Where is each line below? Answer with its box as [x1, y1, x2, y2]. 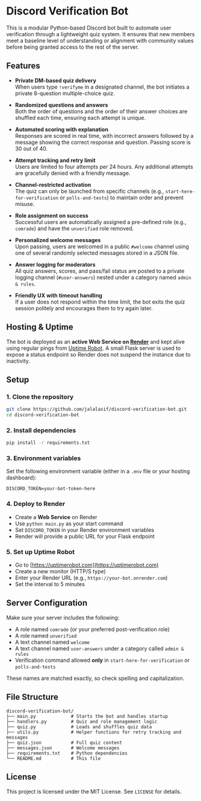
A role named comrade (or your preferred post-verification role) [14, 625, 170, 633]
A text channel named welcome [14, 638, 90, 646]
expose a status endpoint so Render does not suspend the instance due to [6, 351, 191, 358]
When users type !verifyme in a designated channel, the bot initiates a [14, 83, 190, 90]
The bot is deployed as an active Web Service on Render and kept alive [6, 338, 185, 345]
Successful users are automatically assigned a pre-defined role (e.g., [14, 218, 187, 225]
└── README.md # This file [6, 755, 101, 761]
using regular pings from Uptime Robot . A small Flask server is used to [6, 344, 181, 352]
